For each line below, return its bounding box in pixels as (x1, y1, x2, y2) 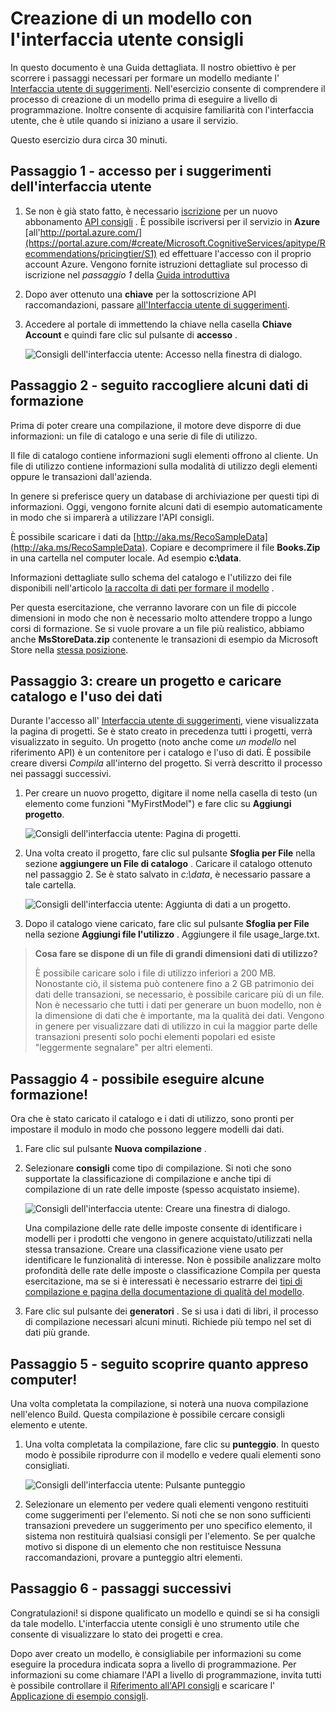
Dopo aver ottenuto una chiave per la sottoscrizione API (24, 288, 257, 300)
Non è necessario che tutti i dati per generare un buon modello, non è (34, 999, 322, 1011)
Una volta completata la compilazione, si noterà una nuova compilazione (10, 1398, 309, 1409)
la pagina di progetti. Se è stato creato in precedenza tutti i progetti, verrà (10, 725, 313, 737)
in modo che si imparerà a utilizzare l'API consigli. (10, 511, 215, 523)
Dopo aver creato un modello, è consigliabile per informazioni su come (10, 1647, 302, 1659)
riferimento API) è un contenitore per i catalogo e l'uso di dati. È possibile (10, 747, 312, 759)
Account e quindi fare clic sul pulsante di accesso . (24, 328, 238, 341)
